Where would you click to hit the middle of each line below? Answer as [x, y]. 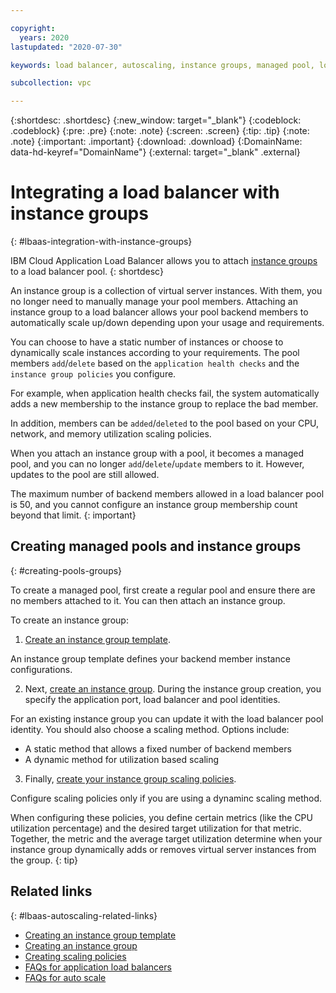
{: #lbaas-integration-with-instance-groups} [101, 242]
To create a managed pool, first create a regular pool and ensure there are [163, 590]
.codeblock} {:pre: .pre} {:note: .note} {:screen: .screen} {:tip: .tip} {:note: [160, 131]
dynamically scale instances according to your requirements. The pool [155, 353]
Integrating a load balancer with [145, 192]
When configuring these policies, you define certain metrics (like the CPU [161, 817]
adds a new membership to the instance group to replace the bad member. [164, 404]
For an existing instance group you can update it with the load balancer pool [167, 718]
